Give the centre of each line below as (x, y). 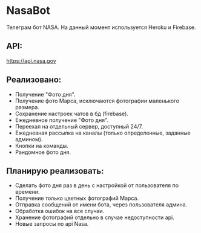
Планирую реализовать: (55, 171)
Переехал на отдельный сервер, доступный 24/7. (79, 126)
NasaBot (28, 11)
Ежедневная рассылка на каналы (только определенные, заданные (103, 133)
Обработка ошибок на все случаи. (60, 211)
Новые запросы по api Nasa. (52, 224)
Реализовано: (34, 80)
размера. (27, 107)
